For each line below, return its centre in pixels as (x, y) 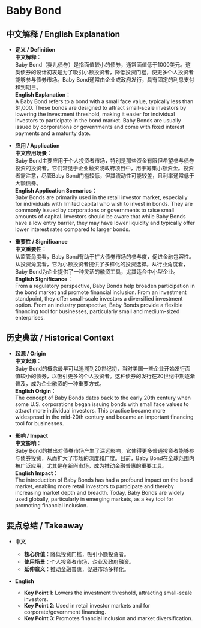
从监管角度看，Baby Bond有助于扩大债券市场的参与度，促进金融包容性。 (105, 256)
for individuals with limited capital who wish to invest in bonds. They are (104, 204)
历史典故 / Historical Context (60, 338)
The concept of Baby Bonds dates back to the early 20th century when (103, 398)
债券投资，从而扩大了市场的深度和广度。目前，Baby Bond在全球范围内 (107, 458)
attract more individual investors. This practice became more (90, 410)
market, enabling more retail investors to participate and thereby (94, 486)
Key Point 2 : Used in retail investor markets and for (87, 605)
